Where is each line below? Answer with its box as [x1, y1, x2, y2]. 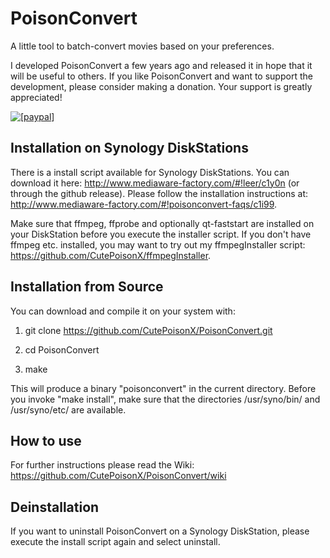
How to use [10, 432, 82, 449]
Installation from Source [10, 278, 164, 296]
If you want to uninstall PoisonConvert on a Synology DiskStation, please [10, 525, 310, 537]
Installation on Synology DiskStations [10, 140, 249, 157]
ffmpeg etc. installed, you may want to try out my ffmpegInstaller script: [10, 238, 306, 251]
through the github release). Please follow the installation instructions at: [10, 187, 308, 199]
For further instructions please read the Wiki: [10, 459, 195, 471]
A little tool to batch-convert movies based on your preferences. [10, 40, 275, 52]
